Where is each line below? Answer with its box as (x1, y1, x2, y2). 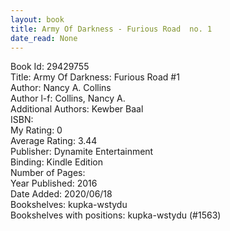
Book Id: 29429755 (10, 61, 90, 73)
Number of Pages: (10, 167, 86, 179)
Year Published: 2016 (10, 177, 98, 190)
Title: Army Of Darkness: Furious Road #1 (10, 71, 180, 83)
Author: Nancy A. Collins (10, 82, 112, 94)
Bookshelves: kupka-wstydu (10, 199, 128, 211)
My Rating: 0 (10, 124, 63, 136)
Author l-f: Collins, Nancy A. (10, 92, 126, 105)
